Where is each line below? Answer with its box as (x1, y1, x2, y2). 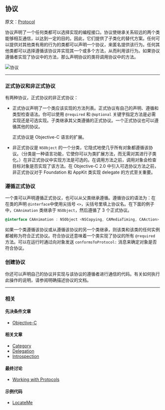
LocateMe (12, 400, 33, 406)
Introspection (12, 353, 39, 359)
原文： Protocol (5, 19, 35, 25)
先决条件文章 (5, 308, 31, 314)
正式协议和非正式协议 (5, 82, 55, 89)
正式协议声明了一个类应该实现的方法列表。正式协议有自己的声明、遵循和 (12, 105, 159, 111)
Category (12, 342, 31, 349)
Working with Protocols (12, 376, 60, 382)
